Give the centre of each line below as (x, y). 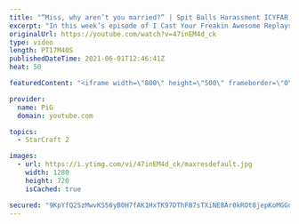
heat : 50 (25, 68)
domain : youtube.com (55, 116)
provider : (28, 99)
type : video (31, 42)
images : (24, 156)
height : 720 (47, 180)
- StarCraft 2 (43, 140)
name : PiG (35, 108)
